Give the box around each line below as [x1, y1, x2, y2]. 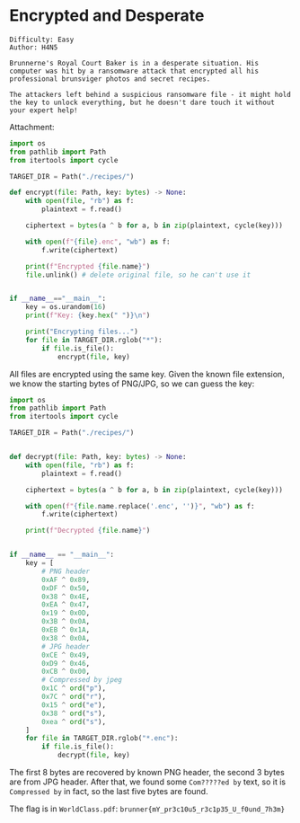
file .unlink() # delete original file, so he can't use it [25, 270, 251, 279]
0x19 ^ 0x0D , [41, 608, 91, 618]
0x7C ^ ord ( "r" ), [41, 693, 106, 702]
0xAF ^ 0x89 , [41, 575, 91, 584]
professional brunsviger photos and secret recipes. [9, 74, 211, 84]
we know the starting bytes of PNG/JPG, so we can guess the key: [9, 378, 255, 389]
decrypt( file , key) [57, 751, 130, 760]
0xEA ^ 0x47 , [41, 600, 91, 609]
